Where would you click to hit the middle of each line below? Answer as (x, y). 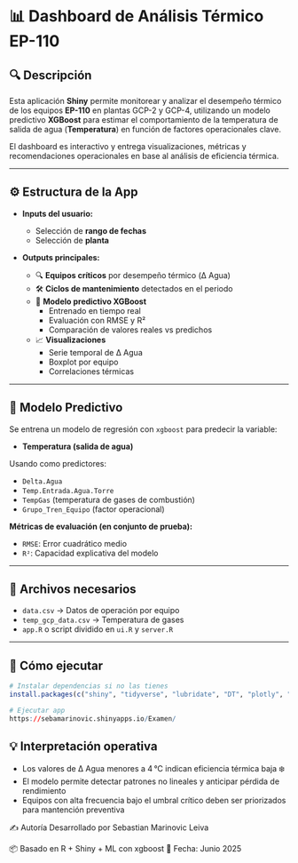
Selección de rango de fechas (91, 230)
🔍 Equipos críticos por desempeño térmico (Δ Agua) (133, 275)
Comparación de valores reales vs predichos (130, 330)
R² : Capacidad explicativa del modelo (90, 553)
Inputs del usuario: (57, 213)
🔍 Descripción (51, 75)
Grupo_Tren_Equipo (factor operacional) (94, 509)
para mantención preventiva (73, 810)
